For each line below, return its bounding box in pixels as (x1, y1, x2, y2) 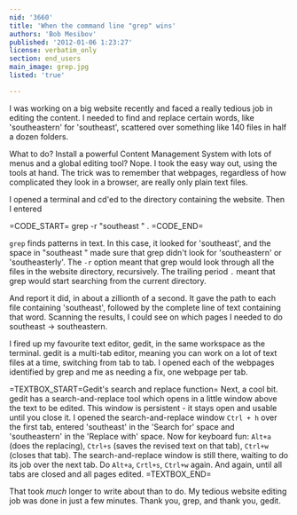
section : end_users (9, 54, 82, 63)
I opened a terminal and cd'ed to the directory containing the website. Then (9, 194, 285, 204)
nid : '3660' (9, 12, 53, 22)
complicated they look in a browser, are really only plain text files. (9, 177, 248, 187)
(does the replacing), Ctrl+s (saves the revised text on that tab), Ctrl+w (9, 440, 269, 451)
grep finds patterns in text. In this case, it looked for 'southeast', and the (9, 237, 272, 249)
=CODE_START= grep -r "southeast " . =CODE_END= (9, 220, 204, 231)
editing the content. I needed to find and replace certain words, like (9, 112, 255, 123)
